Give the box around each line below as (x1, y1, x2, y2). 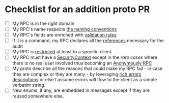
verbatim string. (12, 82, 46, 88)
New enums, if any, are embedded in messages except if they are (12, 87, 150, 93)
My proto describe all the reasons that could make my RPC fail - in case (12, 65, 163, 72)
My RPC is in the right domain (12, 20, 75, 26)
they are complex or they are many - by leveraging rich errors (12, 71, 142, 77)
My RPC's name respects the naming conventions (12, 26, 117, 32)
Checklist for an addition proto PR (5, 4, 150, 15)
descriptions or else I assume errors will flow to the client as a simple (12, 77, 157, 83)
